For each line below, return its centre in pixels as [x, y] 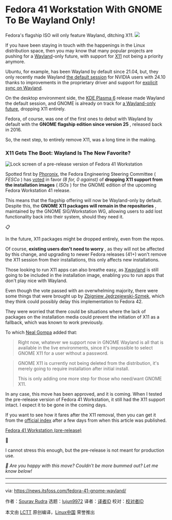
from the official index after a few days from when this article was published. [86, 420]
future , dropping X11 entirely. [36, 108]
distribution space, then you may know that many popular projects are [79, 50]
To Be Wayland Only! [50, 20]
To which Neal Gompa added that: [41, 332]
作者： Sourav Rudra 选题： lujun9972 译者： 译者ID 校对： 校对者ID [75, 502]
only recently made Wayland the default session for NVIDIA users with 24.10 [85, 77]
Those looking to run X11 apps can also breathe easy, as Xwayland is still [82, 270]
